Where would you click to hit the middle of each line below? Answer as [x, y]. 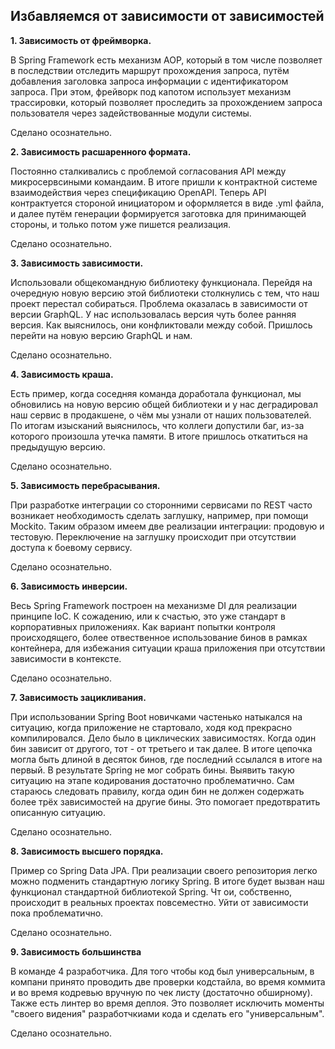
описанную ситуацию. [58, 812]
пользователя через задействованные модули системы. [131, 113]
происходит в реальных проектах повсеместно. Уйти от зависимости [159, 902]
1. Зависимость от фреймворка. [81, 40]
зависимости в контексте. [66, 658]
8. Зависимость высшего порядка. [87, 851]
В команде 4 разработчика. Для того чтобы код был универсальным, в [162, 971]
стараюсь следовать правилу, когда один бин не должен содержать [157, 791]
